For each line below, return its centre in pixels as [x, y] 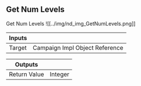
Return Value [27, 74]
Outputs [27, 64]
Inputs [18, 38]
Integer [59, 74]
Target [18, 48]
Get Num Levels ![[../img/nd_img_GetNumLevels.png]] [71, 23]
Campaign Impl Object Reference [78, 48]
